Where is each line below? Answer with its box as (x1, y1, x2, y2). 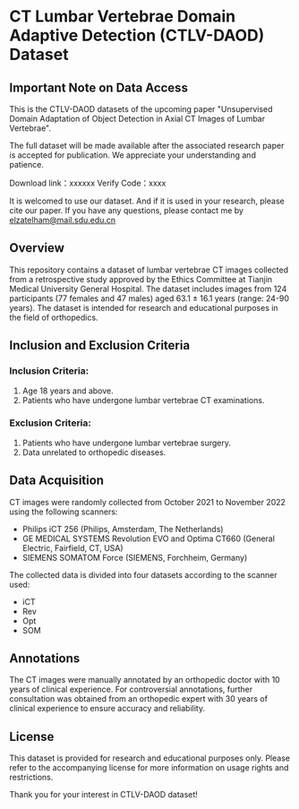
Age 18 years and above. (21, 385, 114, 396)
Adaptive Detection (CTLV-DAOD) (9, 25, 265, 46)
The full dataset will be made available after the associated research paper (9, 141, 285, 151)
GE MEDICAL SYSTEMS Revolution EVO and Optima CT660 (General (21, 533, 276, 544)
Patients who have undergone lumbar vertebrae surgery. (21, 437, 231, 448)
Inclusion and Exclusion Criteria (9, 338, 191, 353)
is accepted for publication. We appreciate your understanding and (9, 150, 257, 160)
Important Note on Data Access (9, 80, 188, 95)
